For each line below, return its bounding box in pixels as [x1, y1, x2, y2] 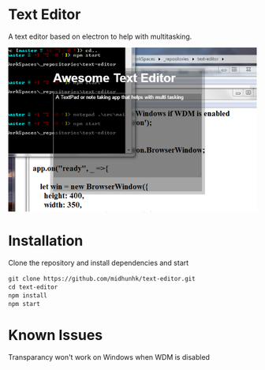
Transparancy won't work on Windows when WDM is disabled [8, 352, 211, 361]
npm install [8, 292, 47, 300]
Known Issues [8, 327, 103, 345]
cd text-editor [8, 283, 58, 292]
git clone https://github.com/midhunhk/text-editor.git [8, 275, 196, 283]
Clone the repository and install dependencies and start [8, 259, 189, 268]
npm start [8, 300, 41, 308]
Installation [8, 232, 84, 250]
